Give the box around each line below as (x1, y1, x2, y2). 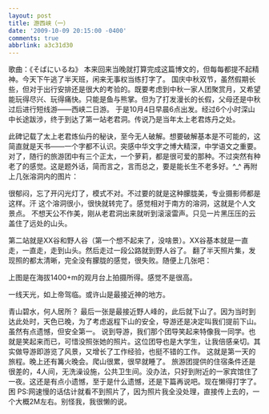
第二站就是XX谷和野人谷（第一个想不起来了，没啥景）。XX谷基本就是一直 (8, 235, 249, 245)
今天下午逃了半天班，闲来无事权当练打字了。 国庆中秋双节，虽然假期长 (22, 74, 256, 84)
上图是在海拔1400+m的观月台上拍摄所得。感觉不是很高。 (8, 273, 197, 283)
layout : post (8, 11, 52, 20)
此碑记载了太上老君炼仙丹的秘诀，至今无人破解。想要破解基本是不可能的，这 (8, 131, 261, 141)
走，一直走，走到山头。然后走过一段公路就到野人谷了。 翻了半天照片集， (8, 246, 249, 255)
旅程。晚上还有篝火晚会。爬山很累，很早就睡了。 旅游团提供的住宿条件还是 (8, 357, 256, 367)
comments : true (8, 34, 59, 42)
